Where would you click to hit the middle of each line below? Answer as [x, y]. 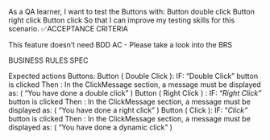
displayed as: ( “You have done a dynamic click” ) [91, 127]
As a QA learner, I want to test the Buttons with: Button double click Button [132, 12]
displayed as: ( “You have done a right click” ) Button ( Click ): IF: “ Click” [128, 110]
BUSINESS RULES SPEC [48, 60]
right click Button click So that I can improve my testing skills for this [122, 20]
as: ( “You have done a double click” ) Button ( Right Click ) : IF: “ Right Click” [135, 93]
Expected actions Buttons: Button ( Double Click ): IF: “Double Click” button [133, 76]
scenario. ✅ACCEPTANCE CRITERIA [69, 29]
